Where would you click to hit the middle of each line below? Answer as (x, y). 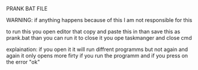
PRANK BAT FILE (27, 9)
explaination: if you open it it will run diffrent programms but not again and (97, 49)
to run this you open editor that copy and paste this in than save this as (93, 31)
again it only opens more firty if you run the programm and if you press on (97, 55)
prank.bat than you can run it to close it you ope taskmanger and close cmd (99, 38)
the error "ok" (23, 62)
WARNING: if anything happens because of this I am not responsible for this (99, 20)
